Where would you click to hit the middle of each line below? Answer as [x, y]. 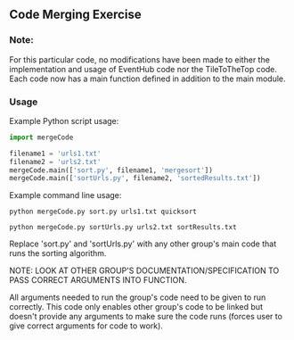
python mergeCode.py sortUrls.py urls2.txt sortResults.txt [123, 228]
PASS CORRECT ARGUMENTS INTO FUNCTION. [98, 280]
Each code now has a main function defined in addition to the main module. [148, 79]
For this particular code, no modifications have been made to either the [139, 59]
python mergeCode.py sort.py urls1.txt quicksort [103, 212]
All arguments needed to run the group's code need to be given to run [138, 297]
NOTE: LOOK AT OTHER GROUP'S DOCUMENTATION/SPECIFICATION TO [144, 270]
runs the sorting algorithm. [58, 253]
